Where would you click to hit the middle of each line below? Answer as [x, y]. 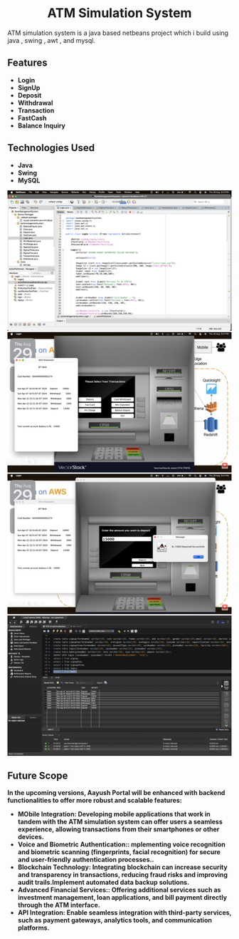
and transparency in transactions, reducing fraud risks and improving [123, 875]
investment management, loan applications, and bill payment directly [122, 898]
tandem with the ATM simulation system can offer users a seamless [120, 822]
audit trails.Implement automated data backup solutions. [103, 883]
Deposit [30, 95]
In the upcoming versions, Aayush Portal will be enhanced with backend [116, 793]
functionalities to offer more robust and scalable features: [95, 801]
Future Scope [38, 775]
